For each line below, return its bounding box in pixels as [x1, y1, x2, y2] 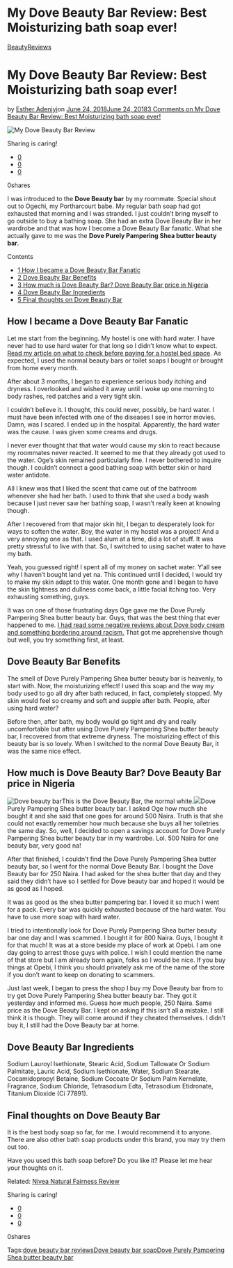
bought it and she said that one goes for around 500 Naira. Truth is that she [7, 812, 224, 821]
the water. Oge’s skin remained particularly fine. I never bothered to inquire [7, 456, 222, 464]
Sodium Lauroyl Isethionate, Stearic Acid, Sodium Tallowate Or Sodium [7, 1060, 210, 1068]
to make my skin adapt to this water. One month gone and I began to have [7, 578, 219, 586]
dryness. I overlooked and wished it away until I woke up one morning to [7, 384, 215, 393]
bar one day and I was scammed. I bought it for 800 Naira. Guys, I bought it [7, 934, 224, 942]
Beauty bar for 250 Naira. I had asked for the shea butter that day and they [7, 870, 221, 878]
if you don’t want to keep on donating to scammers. [7, 971, 155, 979]
